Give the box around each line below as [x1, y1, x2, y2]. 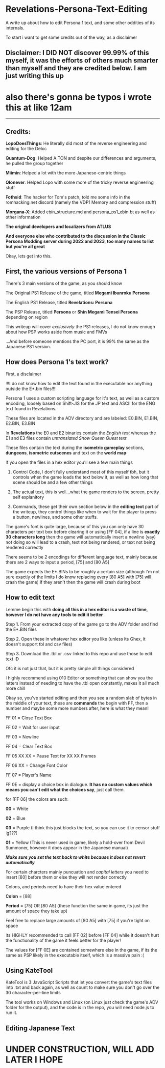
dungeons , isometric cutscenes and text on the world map [5, 450, 127, 455]
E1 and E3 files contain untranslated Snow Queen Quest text [5, 435, 127, 441]
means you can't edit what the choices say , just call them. [5, 787, 125, 792]
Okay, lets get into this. [5, 253, 52, 259]
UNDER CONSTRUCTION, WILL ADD [5, 1043, 155, 1055]
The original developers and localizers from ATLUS [5, 224, 112, 229]
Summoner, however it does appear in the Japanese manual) [5, 844, 129, 850]
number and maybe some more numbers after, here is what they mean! [5, 705, 149, 711]
